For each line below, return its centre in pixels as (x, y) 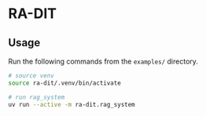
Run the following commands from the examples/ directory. (103, 61)
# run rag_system (37, 97)
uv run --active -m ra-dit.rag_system (72, 104)
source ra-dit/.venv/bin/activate (65, 83)
